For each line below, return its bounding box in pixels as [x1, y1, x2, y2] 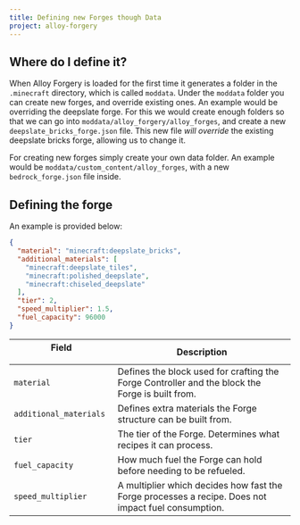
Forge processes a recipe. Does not [117, 490, 267, 503]
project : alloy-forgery [9, 21, 98, 30]
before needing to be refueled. [117, 464, 246, 477]
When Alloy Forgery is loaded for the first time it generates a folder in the [9, 78, 279, 89]
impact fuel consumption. [117, 501, 225, 513]
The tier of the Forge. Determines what [117, 428, 279, 440]
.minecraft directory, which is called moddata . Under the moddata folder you [9, 87, 285, 98]
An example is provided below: [9, 221, 123, 232]
